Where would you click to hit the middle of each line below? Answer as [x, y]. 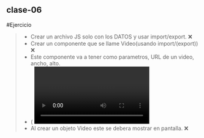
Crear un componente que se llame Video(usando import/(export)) [114, 43]
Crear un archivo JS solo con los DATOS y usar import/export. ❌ [111, 37]
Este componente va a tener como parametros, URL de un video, [112, 57]
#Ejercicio [19, 24]
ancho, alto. [45, 63]
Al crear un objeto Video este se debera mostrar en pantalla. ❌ [109, 128]
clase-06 [24, 10]
